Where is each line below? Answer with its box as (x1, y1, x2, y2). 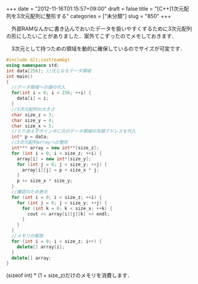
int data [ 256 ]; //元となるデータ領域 (6, 67, 91, 74)
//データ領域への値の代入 (11, 85, 66, 91)
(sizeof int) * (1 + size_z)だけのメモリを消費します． (6, 272, 133, 279)
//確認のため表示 (11, 189, 48, 195)
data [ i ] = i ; (17, 95, 49, 102)
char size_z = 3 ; (11, 112, 55, 118)
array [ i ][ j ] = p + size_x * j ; (21, 167, 100, 173)
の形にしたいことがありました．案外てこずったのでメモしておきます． (6, 33, 177, 40)
